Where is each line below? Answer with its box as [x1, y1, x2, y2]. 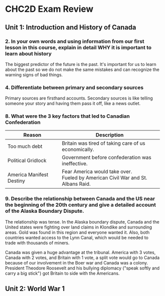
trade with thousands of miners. [5, 240, 70, 246]
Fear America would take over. [62, 168, 133, 175]
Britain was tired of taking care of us [62, 140, 146, 147]
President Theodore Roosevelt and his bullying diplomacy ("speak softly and [5, 265, 160, 271]
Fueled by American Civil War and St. [62, 174, 147, 181]
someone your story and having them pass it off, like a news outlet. [5, 100, 141, 106]
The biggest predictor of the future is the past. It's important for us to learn [5, 61, 157, 67]
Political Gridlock [7, 157, 47, 164]
